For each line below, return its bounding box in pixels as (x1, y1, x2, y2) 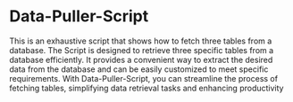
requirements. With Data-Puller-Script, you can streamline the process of (9, 73, 279, 83)
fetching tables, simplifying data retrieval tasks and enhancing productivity (9, 82, 284, 93)
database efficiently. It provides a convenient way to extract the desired (9, 54, 273, 65)
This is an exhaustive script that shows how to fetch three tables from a (9, 35, 272, 46)
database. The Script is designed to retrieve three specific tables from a (9, 44, 274, 55)
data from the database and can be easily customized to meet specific (9, 64, 269, 75)
